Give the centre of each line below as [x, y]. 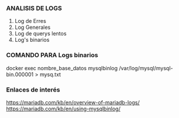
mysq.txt [50, 74]
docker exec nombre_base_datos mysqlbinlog [62, 68]
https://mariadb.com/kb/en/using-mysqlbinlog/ [64, 109]
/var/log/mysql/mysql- [146, 68]
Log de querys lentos [40, 34]
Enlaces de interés [33, 90]
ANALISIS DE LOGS [34, 8]
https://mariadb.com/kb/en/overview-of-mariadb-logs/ [73, 102]
